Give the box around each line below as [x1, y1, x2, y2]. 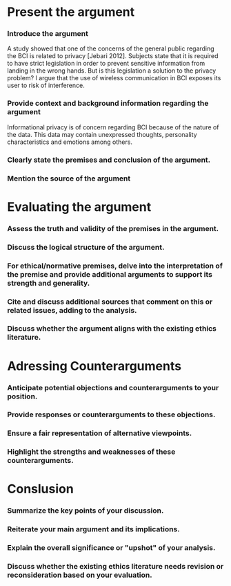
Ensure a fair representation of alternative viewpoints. [7, 428, 192, 438]
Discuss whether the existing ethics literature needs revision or [7, 562, 224, 571]
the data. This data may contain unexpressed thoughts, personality [7, 130, 198, 138]
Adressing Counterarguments [7, 358, 181, 374]
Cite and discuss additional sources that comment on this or [7, 297, 213, 306]
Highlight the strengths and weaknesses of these [7, 447, 176, 457]
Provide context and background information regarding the [7, 98, 209, 108]
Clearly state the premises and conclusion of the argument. [7, 155, 211, 165]
